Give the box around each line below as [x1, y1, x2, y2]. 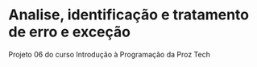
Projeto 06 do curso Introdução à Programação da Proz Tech [8, 49, 211, 59]
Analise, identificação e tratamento [8, 6, 250, 24]
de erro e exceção [8, 23, 131, 41]
